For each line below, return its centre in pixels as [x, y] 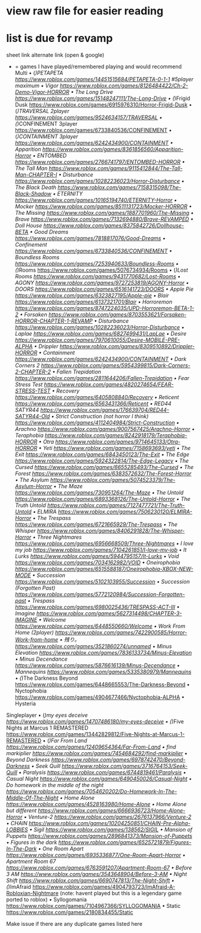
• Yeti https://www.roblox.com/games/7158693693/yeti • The [115, 448]
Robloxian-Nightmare [32, 894]
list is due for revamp [60, 39]
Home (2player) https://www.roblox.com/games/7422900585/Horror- [101, 633]
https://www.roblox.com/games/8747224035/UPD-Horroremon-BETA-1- [104, 308]
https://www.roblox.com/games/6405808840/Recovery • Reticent [97, 397]
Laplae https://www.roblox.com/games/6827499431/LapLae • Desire [100, 334]
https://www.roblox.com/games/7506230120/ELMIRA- [125, 512]
